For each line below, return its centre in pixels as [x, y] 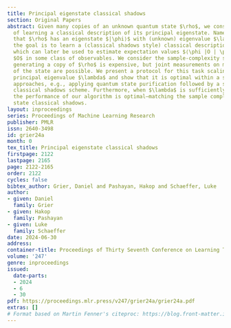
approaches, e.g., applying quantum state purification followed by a [117, 84]
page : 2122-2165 [30, 167]
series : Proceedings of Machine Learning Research [81, 116]
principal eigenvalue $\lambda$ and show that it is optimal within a [117, 77]
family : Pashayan [38, 218]
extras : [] [23, 308]
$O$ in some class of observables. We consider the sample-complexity [117, 58]
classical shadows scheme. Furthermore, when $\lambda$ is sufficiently [120, 90]
